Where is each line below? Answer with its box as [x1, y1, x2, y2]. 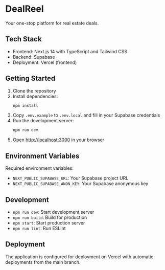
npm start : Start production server [12, 219, 85, 226]
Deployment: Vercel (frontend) [12, 59, 77, 65]
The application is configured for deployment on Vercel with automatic [5, 254, 154, 260]
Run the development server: [12, 118, 74, 124]
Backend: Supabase [12, 54, 55, 60]
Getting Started [5, 74, 56, 83]
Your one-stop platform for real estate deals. [5, 20, 99, 26]
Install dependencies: [12, 93, 58, 99]
